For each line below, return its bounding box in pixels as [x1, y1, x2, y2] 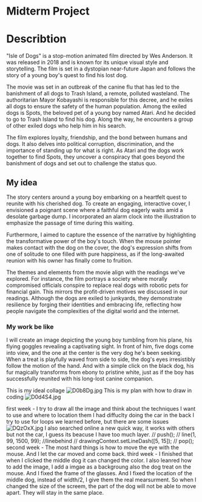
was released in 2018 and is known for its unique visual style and [6, 59, 169, 66]
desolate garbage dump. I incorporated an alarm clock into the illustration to [6, 213, 197, 220]
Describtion [6, 32, 67, 46]
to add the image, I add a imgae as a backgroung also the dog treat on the [6, 463, 191, 470]
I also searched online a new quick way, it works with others [44, 424, 195, 432]
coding [6, 393, 24, 401]
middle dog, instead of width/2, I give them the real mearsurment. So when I [6, 476, 197, 484]
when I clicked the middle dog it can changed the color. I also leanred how [6, 457, 192, 464]
